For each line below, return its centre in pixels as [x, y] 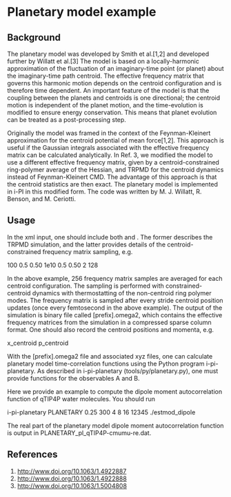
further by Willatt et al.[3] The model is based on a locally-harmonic [103, 61]
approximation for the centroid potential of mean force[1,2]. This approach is [115, 140]
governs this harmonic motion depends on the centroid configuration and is [114, 83]
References [32, 455]
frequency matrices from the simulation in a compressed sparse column [109, 322]
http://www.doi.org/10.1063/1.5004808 [72, 485]
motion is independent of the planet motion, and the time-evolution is [105, 105]
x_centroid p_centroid [38, 343]
